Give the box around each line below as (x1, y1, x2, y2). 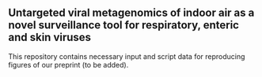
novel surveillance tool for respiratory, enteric (8, 19, 240, 32)
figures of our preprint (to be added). (8, 60, 129, 69)
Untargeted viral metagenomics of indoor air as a (8, 6, 255, 20)
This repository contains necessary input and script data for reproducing (8, 51, 245, 61)
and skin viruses (8, 31, 92, 44)
